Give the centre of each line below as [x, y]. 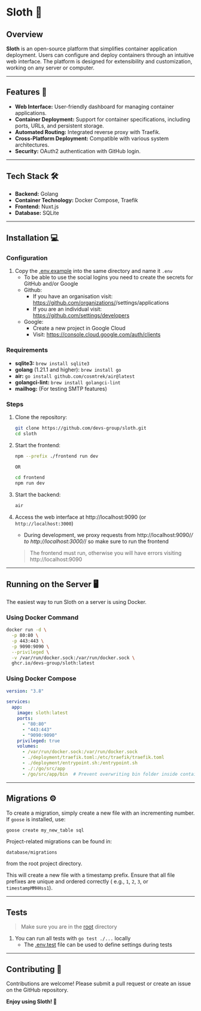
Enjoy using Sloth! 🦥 [31, 1001]
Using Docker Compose [41, 679]
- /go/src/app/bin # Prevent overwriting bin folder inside [100, 774]
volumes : [28, 746]
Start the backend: [38, 495]
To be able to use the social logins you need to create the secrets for [108, 277]
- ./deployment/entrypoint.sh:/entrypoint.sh [80, 763]
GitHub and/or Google [51, 284]
